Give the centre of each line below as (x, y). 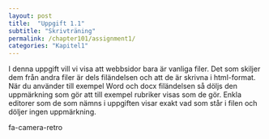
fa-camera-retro (36, 128)
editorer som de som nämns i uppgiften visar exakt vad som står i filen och (133, 103)
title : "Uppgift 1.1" (47, 23)
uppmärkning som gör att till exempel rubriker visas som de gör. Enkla (125, 95)
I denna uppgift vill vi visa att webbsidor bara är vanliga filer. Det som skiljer (134, 69)
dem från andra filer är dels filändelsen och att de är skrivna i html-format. (132, 78)
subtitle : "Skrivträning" (52, 31)
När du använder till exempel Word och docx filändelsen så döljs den (123, 86)
